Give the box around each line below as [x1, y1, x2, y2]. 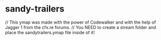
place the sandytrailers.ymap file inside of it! [5, 29, 95, 35]
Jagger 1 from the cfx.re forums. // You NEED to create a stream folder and [5, 24, 156, 30]
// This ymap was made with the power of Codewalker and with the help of [5, 19, 156, 25]
